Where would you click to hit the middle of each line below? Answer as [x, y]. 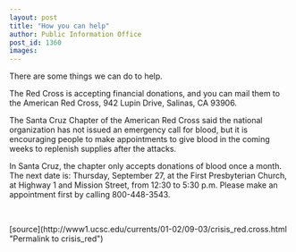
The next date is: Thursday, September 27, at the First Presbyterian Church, [148, 176]
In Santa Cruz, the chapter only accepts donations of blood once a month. [146, 166]
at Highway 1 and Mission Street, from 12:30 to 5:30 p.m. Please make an [144, 185]
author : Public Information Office [76, 34]
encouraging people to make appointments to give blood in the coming [140, 139]
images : [24, 51]
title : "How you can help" [59, 26]
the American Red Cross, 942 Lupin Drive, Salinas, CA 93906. [123, 103]
